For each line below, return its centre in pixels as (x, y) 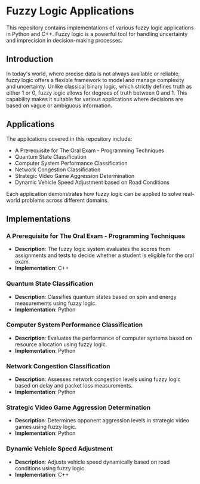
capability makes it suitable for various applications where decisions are (95, 99)
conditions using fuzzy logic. (50, 468)
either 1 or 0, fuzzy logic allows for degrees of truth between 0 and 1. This (97, 93)
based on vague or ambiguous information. (59, 105)
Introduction (30, 59)
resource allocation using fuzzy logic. (61, 344)
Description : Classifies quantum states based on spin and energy (96, 297)
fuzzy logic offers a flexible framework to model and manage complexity (95, 80)
